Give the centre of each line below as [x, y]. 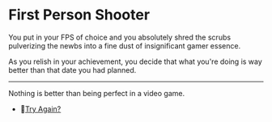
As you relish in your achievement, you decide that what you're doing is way [136, 61]
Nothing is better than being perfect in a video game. [96, 93]
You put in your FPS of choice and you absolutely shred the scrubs [120, 37]
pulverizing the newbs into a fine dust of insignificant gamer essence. [125, 45]
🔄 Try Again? [40, 109]
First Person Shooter [79, 15]
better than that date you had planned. [72, 69]
